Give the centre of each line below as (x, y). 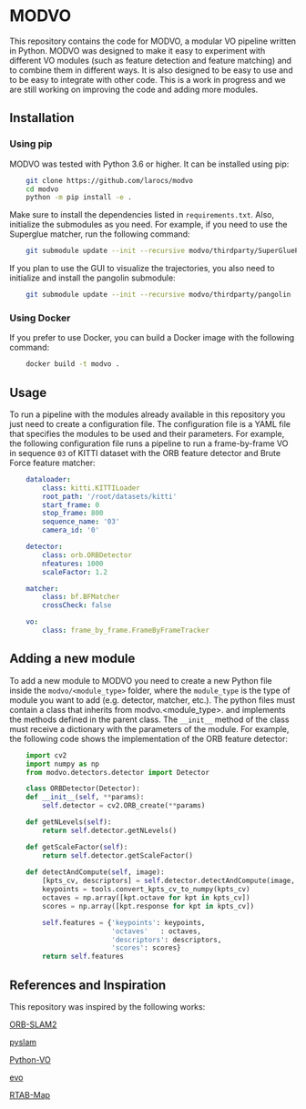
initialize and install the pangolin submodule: (92, 278)
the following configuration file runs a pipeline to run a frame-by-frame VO (149, 443)
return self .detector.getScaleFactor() (118, 855)
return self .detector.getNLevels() (110, 830)
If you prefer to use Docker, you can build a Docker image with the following (152, 338)
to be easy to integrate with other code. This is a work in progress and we (148, 79)
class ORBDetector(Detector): (83, 789)
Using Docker (40, 318)
